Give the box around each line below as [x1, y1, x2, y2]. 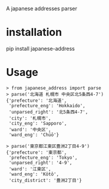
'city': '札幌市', [8, 115, 51, 121]
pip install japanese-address [6, 45, 75, 52]
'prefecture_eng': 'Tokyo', [8, 154, 78, 161]
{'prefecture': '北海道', [6, 97, 67, 104]
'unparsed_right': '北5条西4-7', [8, 109, 88, 115]
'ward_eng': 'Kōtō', [8, 171, 60, 177]
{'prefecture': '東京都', [6, 150, 67, 155]
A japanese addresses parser [6, 5, 78, 12]
